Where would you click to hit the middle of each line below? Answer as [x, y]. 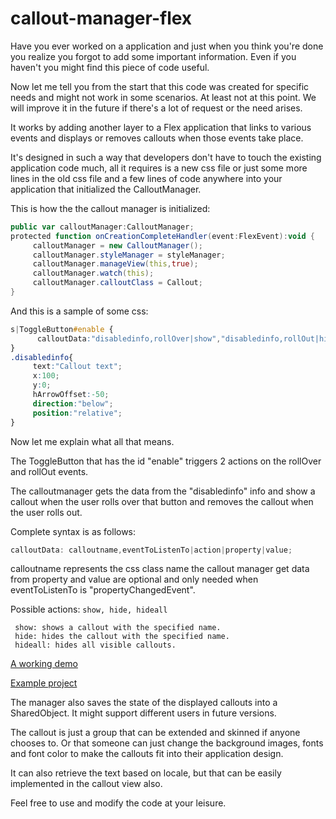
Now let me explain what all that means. [92, 441]
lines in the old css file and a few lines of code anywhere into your [146, 178]
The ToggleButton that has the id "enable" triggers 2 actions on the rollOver [166, 461]
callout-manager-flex [101, 18]
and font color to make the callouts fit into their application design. [147, 754]
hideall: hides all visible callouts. [95, 645]
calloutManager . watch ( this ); [93, 273]
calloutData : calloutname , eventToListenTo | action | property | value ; [151, 550]
